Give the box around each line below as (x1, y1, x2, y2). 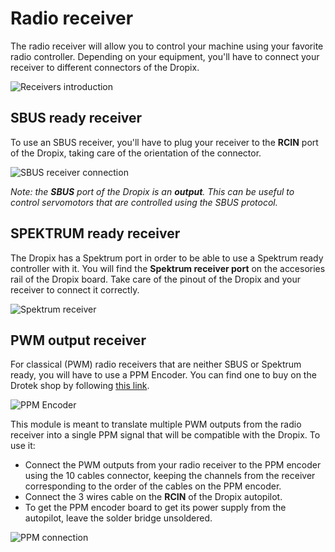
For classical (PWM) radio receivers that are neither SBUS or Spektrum (10, 358, 302, 371)
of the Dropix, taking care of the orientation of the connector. (10, 147, 262, 159)
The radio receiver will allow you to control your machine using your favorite (10, 40, 324, 52)
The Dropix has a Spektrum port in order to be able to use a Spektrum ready (10, 252, 324, 264)
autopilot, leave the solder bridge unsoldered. (24, 512, 213, 524)
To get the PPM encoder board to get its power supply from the (24, 502, 287, 514)
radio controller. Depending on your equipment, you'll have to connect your (10, 50, 320, 62)
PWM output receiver (10, 332, 147, 349)
